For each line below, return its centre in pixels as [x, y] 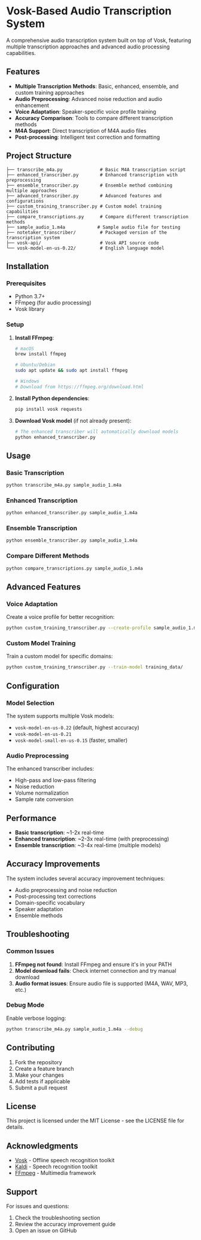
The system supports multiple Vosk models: [60, 716]
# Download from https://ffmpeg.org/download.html [79, 387]
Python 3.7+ [30, 297]
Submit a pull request [41, 1088]
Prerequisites [26, 283]
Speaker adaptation [39, 909]
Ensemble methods [39, 915]
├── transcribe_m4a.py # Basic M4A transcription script [96, 169]
